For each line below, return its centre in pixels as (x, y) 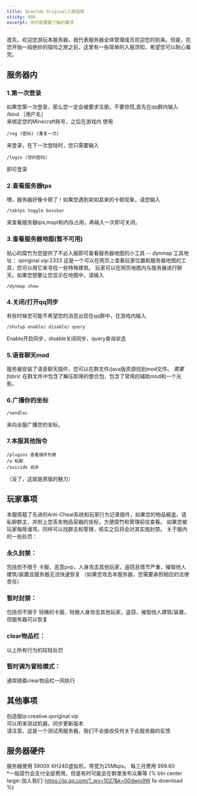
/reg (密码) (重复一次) (33, 134)
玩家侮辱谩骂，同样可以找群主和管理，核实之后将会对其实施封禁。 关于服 (94, 529)
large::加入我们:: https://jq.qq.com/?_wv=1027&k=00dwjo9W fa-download (95, 781)
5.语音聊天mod (28, 355)
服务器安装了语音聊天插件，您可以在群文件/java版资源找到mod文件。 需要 (95, 369)
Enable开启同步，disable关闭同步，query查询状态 (66, 338)
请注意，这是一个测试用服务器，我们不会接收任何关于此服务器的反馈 (89, 730)
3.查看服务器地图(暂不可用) (45, 239)
